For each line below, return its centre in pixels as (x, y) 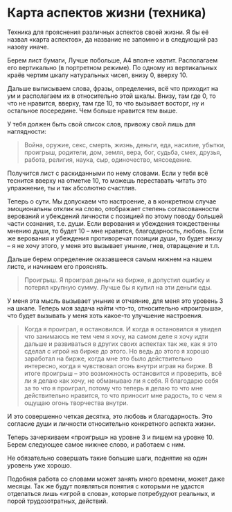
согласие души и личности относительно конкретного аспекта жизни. (111, 423)
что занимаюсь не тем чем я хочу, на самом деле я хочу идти (116, 336)
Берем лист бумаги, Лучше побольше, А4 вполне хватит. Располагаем (113, 60)
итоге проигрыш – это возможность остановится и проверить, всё (123, 373)
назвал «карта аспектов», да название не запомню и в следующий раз (113, 39)
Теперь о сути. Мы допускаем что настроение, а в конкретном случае (112, 201)
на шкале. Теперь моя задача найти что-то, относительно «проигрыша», (115, 308)
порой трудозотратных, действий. (58, 501)
